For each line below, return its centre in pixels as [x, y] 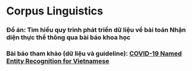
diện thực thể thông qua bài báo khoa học [69, 37]
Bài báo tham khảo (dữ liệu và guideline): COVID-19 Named [94, 54]
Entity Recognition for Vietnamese [58, 61]
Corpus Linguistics [55, 11]
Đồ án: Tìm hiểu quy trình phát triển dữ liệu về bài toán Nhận [96, 30]
